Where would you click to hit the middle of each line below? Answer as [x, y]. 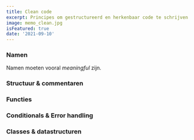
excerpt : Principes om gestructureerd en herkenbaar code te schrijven [97, 17]
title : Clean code [29, 12]
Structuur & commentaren [45, 83]
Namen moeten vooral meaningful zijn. [54, 68]
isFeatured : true [28, 28]
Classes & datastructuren [44, 132]
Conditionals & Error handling [50, 115]
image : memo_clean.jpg [34, 23]
